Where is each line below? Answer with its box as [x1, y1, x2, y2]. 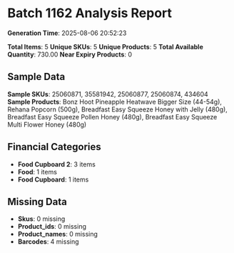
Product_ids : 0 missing [17, 222, 87, 231]
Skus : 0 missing [17, 214, 66, 223]
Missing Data [7, 195, 68, 208]
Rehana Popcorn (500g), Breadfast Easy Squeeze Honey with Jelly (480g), [7, 105, 228, 114]
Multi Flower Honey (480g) [7, 120, 87, 129]
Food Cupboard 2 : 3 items [17, 159, 96, 169]
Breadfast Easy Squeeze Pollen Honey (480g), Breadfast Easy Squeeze [7, 112, 218, 121]
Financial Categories [7, 141, 101, 153]
